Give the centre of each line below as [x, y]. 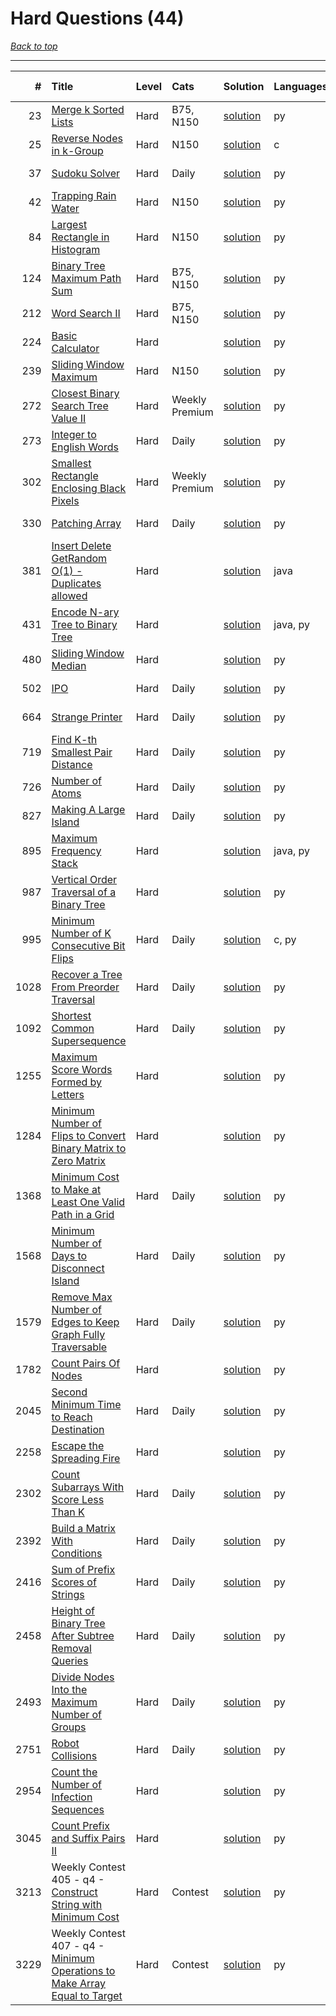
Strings [68, 1594]
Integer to [74, 434]
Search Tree [80, 405]
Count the [74, 1772]
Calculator [75, 348]
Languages [300, 86]
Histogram [76, 249]
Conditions [77, 1553]
